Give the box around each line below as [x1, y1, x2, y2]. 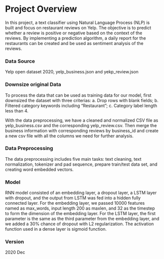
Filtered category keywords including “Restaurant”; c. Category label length [5, 103, 158, 108]
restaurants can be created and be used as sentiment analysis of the [5, 40, 143, 46]
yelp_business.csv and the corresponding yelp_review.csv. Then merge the [5, 122, 157, 128]
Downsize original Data [5, 81, 61, 88]
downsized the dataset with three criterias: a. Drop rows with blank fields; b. [5, 97, 159, 103]
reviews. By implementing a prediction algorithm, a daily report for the [5, 35, 146, 41]
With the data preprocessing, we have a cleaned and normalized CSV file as [5, 117, 159, 123]
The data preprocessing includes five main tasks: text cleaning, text [5, 156, 142, 162]
